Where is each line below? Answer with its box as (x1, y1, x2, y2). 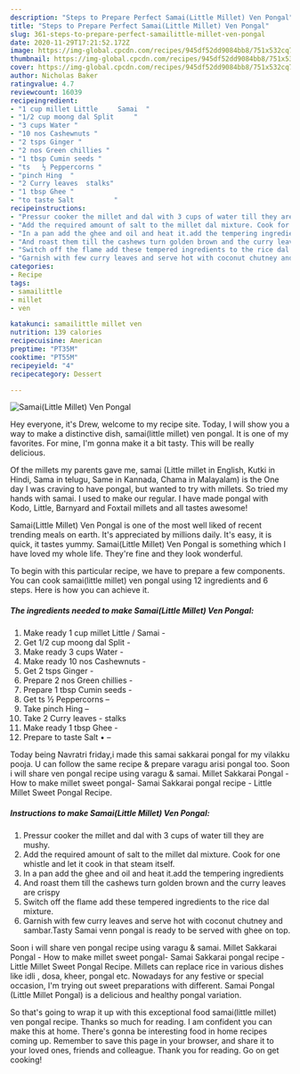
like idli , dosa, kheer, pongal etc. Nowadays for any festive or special (10, 970, 264, 982)
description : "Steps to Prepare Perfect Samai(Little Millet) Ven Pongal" (10, 12, 294, 22)
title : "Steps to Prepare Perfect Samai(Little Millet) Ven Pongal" (10, 21, 270, 30)
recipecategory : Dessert (10, 370, 102, 379)
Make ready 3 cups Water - (22, 646, 124, 657)
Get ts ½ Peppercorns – (22, 694, 110, 705)
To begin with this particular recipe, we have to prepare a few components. (10, 566, 286, 577)
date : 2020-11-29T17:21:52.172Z (10, 37, 130, 47)
